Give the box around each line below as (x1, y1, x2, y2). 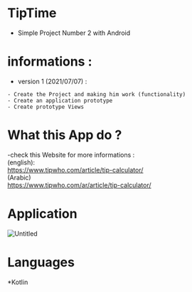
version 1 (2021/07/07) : (17, 77, 87, 85)
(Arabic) (7, 173, 31, 182)
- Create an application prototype (7, 97, 113, 104)
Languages (7, 254, 75, 270)
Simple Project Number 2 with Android (17, 28, 130, 37)
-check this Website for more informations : (7, 150, 135, 159)
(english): (7, 158, 36, 167)
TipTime (7, 5, 57, 21)
